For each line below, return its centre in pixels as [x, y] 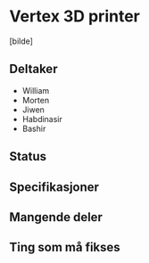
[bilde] [21, 41]
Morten [36, 100]
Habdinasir [42, 119]
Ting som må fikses [65, 247]
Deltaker [33, 69]
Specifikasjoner [54, 187]
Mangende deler [56, 217]
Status [28, 156]
